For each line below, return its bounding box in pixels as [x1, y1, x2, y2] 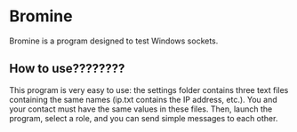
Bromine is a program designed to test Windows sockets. [9, 35, 219, 46]
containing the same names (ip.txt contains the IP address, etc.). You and [9, 94, 277, 105]
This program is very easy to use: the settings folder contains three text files [9, 84, 289, 95]
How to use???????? [9, 61, 125, 76]
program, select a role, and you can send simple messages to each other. [9, 113, 278, 123]
